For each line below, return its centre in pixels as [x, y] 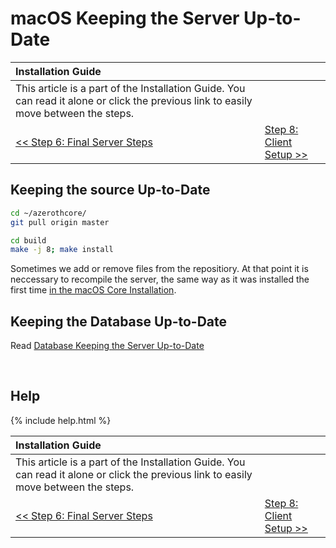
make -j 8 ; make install [62, 250]
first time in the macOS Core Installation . [93, 290]
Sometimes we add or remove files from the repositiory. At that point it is [159, 269]
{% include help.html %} [61, 420]
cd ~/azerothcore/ [48, 213]
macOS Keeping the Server [125, 18]
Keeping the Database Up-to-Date [119, 321]
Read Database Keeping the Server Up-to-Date [107, 346]
